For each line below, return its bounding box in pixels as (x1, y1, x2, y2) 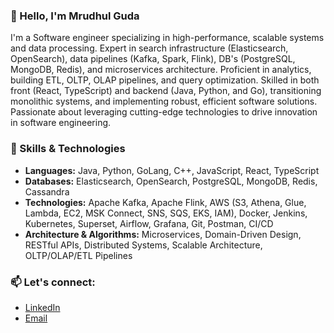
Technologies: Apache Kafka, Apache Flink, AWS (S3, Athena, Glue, (24, 196, 307, 208)
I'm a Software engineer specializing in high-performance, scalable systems (10, 32, 325, 44)
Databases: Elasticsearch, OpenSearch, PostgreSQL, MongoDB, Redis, (24, 175, 318, 187)
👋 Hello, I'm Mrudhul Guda (10, 9, 140, 23)
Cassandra (24, 185, 70, 198)
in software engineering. (10, 117, 112, 129)
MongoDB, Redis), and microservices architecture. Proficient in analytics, (10, 64, 312, 76)
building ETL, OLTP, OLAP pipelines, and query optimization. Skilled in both (10, 74, 320, 86)
